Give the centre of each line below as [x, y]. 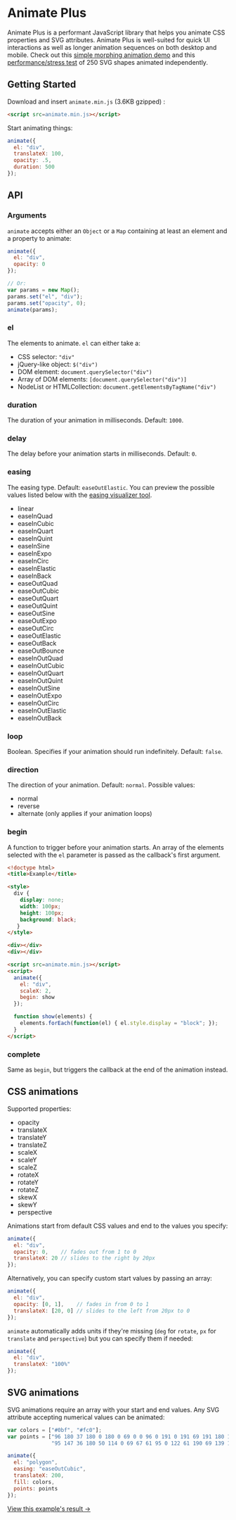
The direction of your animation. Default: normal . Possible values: [101, 785]
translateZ [32, 1145]
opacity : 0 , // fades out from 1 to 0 [75, 1252]
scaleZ [27, 1167]
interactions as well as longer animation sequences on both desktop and [112, 47]
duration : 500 [34, 167]
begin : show [37, 998]
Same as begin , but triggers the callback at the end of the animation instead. [118, 1069]
